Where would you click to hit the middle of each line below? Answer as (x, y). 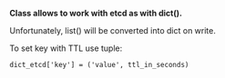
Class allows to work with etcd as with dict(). (96, 13)
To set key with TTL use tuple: (66, 48)
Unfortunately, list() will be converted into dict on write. (112, 30)
